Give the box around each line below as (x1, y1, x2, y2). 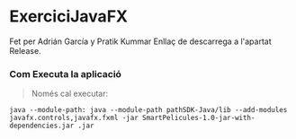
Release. (9, 45, 42, 56)
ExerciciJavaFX (9, 6, 129, 27)
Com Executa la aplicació (9, 67, 121, 80)
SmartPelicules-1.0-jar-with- (142, 114, 256, 123)
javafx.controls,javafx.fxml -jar (9, 114, 139, 123)
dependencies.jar (9, 121, 75, 131)
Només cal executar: (31, 88, 109, 100)
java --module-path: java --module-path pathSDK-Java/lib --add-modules (9, 106, 288, 115)
